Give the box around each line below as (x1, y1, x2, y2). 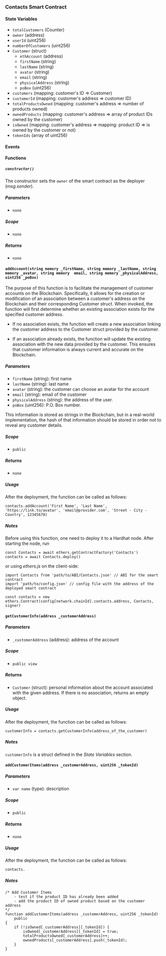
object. (12, 695, 27, 701)
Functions (5, 155, 26, 161)
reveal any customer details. (5, 422, 63, 428)
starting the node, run (5, 540, 50, 547)
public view (12, 662, 37, 666)
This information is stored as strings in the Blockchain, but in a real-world (5, 412, 155, 418)
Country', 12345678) (5, 513, 48, 517)
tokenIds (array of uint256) (12, 133, 68, 139)
